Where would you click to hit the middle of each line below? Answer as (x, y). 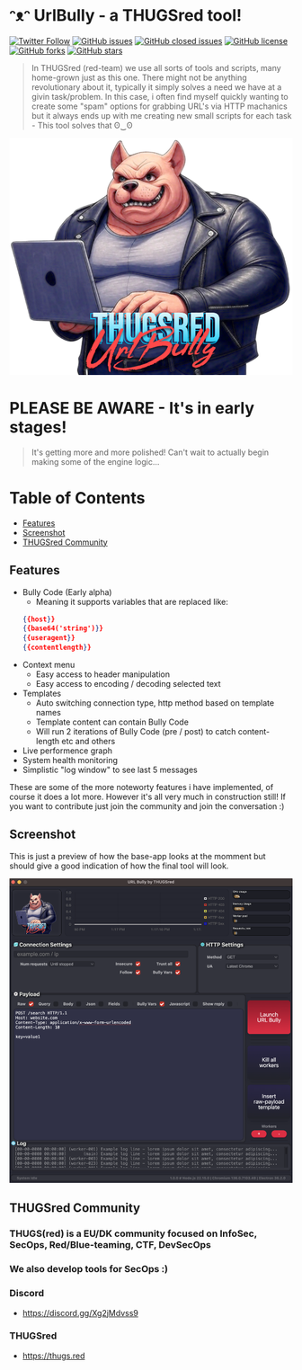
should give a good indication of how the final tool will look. (119, 866)
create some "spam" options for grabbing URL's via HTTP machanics (159, 106)
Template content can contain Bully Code (112, 722)
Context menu (49, 665)
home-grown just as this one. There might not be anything (139, 77)
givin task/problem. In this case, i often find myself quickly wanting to (160, 96)
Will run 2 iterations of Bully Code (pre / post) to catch (136, 732)
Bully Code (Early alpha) (67, 592)
